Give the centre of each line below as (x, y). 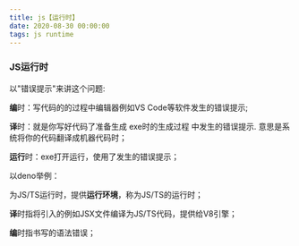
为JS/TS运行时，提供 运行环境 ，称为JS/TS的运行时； (107, 194)
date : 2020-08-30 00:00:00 (60, 26)
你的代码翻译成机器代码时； (76, 137)
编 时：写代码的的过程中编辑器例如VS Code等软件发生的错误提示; (129, 107)
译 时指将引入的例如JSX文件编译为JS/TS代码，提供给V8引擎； (123, 213)
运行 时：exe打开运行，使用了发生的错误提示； (94, 157)
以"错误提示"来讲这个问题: (57, 88)
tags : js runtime (42, 34)
